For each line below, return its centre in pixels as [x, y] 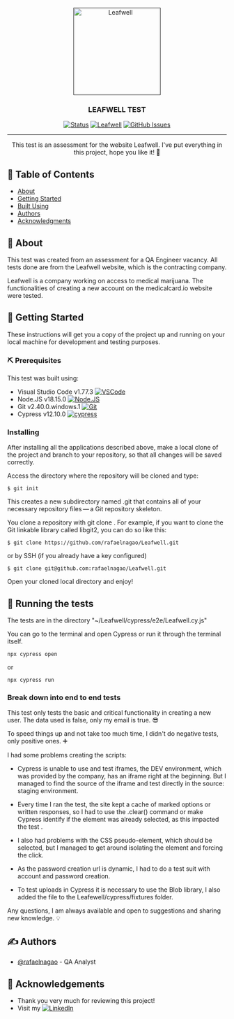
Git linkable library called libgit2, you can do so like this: [87, 530]
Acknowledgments [44, 221]
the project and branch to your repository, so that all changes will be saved [115, 455]
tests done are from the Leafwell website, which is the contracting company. [117, 267]
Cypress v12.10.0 [41, 414]
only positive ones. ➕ [38, 741]
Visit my [29, 1009]
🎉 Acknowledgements [56, 984]
